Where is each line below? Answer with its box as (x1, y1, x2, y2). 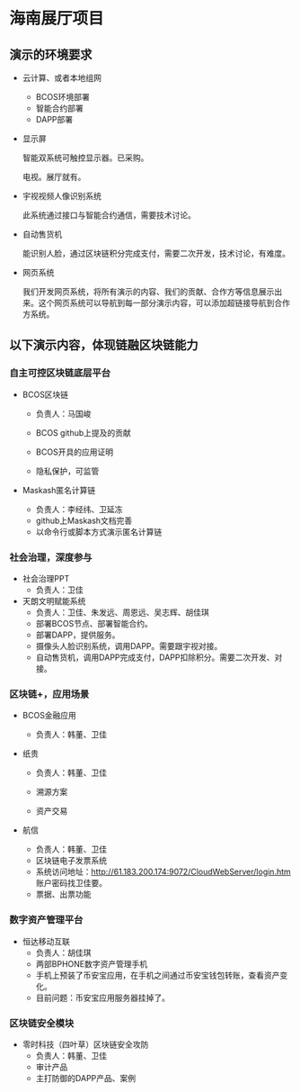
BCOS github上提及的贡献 (35, 427, 132, 438)
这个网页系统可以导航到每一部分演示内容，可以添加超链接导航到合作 (38, 298, 290, 308)
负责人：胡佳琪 (35, 947, 92, 958)
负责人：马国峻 (35, 408, 92, 419)
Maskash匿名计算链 (22, 484, 96, 495)
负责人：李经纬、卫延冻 (35, 503, 123, 514)
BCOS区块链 (22, 389, 69, 400)
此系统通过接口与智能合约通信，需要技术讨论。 (22, 210, 196, 221)
